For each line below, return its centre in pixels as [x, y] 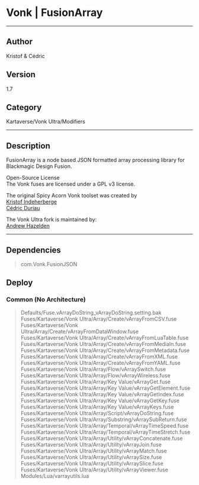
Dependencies [33, 250]
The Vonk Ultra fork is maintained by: [52, 219]
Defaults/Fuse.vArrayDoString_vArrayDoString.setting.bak [91, 312]
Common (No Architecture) [46, 300]
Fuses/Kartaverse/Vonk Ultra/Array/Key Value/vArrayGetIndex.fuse [102, 394]
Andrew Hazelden [28, 226]
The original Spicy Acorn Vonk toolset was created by [72, 196]
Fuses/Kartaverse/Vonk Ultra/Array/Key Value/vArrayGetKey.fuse [100, 400]
